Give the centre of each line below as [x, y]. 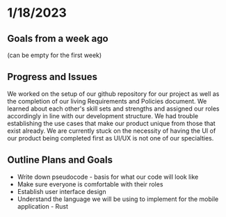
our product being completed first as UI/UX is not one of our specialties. [111, 138]
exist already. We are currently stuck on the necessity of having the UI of [112, 131]
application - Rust [42, 206]
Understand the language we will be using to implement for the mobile [118, 199]
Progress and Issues [53, 77]
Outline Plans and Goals [60, 160]
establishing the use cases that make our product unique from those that [111, 123]
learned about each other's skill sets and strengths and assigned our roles [114, 108]
